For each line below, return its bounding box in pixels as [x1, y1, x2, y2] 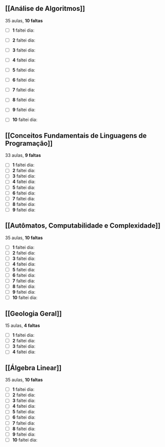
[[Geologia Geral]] [5, 309, 62, 318]
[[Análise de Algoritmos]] [5, 4, 85, 13]
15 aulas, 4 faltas [5, 322, 41, 328]
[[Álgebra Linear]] [5, 364, 62, 372]
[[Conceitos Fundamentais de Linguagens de [5, 131, 147, 140]
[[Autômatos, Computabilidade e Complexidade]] [5, 221, 161, 230]
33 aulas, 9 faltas [5, 152, 41, 158]
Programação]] [5, 139, 53, 147]
